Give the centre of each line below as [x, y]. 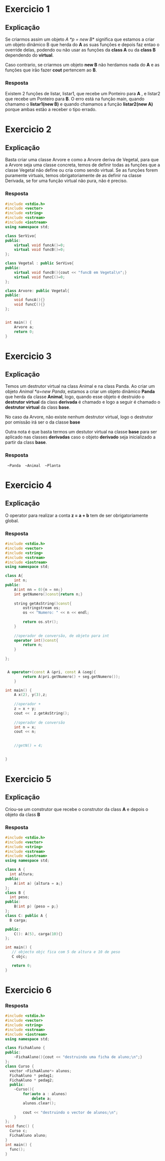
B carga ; [19, 920]
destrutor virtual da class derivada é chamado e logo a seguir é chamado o [83, 402]
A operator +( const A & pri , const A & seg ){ [52, 672]
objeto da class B [23, 814]
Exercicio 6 [28, 990]
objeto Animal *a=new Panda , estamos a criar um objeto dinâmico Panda [80, 392]
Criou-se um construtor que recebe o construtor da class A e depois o [77, 809]
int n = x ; [25, 727]
